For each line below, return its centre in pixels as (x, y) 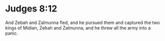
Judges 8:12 (31, 9)
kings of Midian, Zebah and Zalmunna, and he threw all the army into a (78, 27)
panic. (12, 33)
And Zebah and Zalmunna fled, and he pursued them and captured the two (82, 22)
